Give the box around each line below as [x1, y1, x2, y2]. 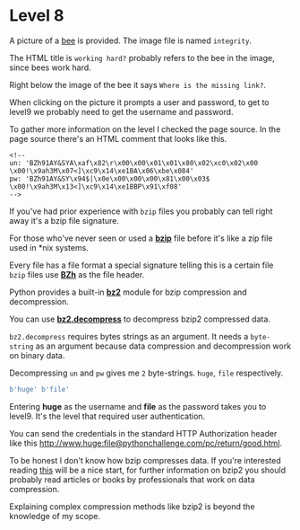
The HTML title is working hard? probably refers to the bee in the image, [9, 52, 275, 63]
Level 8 [9, 5, 64, 26]
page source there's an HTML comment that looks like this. [9, 133, 227, 144]
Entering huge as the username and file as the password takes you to [9, 401, 267, 411]
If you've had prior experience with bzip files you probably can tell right [9, 206, 273, 216]
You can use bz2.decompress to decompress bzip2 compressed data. [9, 314, 271, 324]
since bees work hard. [9, 62, 91, 73]
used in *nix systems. [9, 242, 90, 252]
